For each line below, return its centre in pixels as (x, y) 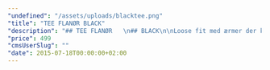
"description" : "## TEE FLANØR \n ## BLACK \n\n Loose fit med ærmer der (132, 31)
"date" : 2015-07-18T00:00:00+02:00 (67, 53)
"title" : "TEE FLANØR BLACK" (56, 23)
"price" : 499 (29, 38)
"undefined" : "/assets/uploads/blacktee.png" (85, 16)
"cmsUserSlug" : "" (38, 46)
